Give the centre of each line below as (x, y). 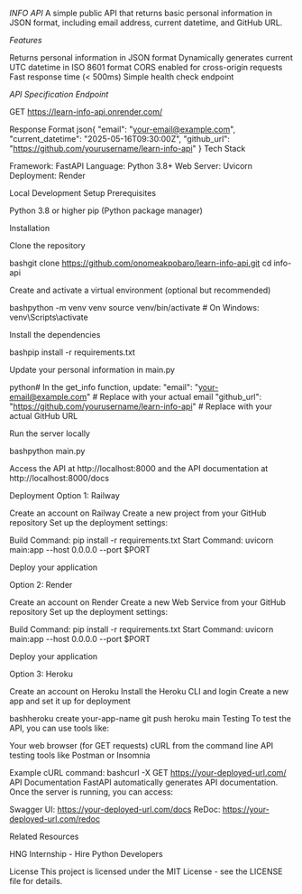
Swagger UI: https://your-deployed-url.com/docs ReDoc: (115, 809)
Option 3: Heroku (41, 674)
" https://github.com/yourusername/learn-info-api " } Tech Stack (128, 149)
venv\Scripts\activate (49, 317)
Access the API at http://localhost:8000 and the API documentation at (139, 468)
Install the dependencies (55, 335)
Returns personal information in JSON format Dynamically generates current (151, 57)
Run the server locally (50, 433)
